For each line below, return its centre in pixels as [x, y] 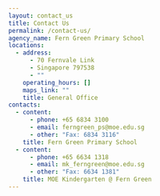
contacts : [25, 105]
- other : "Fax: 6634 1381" [74, 172]
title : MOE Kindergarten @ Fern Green [87, 180]
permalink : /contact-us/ [50, 30]
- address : [34, 53]
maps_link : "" [46, 90]
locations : [26, 46]
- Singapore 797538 [62, 68]
